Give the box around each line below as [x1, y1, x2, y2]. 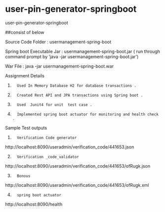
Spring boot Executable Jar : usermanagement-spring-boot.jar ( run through [5, 48, 161, 54]
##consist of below [5, 29, 44, 35]
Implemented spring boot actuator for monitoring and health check [17, 112, 159, 117]
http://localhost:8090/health [5, 201, 63, 207]
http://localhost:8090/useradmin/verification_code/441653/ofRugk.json [5, 163, 151, 169]
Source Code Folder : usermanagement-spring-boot [5, 38, 112, 45]
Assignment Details [5, 72, 44, 78]
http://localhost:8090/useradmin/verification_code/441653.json [5, 144, 134, 150]
